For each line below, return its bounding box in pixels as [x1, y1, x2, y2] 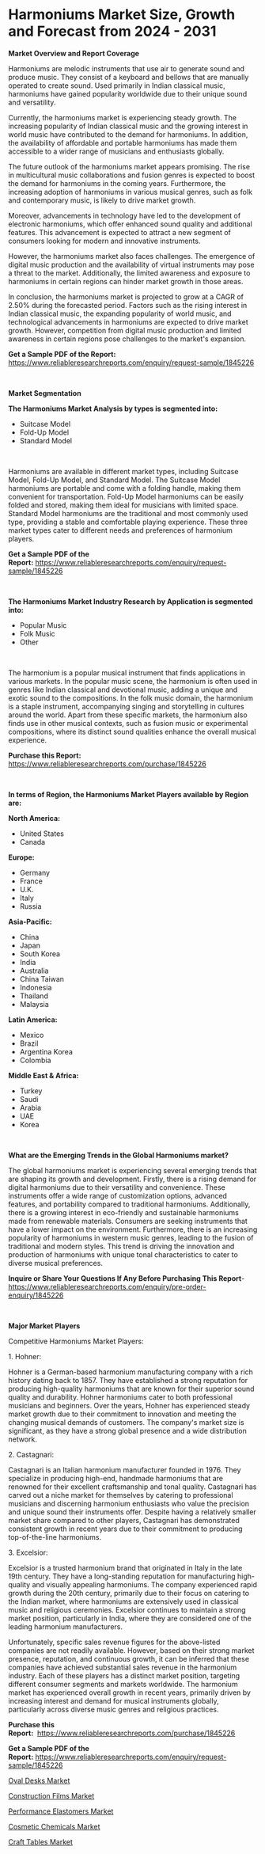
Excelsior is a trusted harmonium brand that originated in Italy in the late [8, 1563, 243, 1572]
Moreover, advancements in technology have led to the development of [8, 211, 241, 220]
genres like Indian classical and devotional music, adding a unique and [8, 685, 238, 694]
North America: [8, 813, 61, 823]
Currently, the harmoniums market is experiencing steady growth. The [8, 112, 237, 122]
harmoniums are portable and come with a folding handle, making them [8, 483, 241, 492]
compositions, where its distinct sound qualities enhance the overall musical [8, 727, 256, 736]
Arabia [19, 1103, 42, 1112]
